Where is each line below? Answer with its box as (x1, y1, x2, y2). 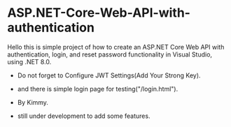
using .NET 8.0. (7, 57, 52, 66)
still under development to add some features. (17, 112, 150, 120)
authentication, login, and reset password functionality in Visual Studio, (7, 50, 212, 59)
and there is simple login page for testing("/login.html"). (17, 84, 178, 93)
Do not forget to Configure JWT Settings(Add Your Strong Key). (17, 71, 201, 80)
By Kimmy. (17, 98, 49, 106)
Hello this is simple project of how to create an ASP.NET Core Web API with (7, 43, 225, 51)
